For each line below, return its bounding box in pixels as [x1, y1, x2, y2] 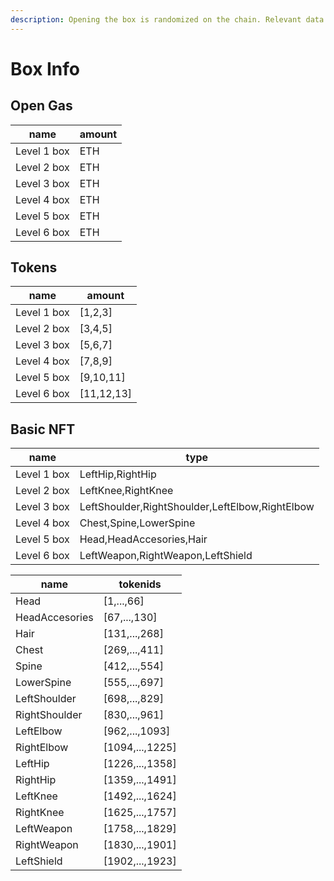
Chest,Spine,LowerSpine [79, 516, 196, 530]
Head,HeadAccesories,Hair [79, 532, 208, 546]
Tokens [10, 259, 58, 276]
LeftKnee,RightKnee [79, 484, 174, 498]
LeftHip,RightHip [79, 467, 157, 481]
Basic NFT [10, 421, 76, 438]
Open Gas [10, 97, 73, 115]
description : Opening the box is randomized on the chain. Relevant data [10, 14, 325, 25]
